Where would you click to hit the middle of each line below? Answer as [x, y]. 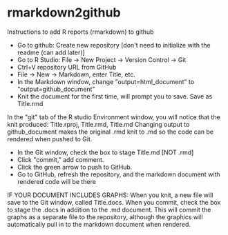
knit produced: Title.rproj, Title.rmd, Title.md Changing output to [98, 124]
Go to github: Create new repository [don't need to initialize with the [114, 45]
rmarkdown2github [64, 13]
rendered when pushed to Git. [50, 139]
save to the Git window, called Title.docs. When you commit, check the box [114, 202]
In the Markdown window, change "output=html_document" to [106, 81]
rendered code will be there [57, 181]
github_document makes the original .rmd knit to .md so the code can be [111, 132]
